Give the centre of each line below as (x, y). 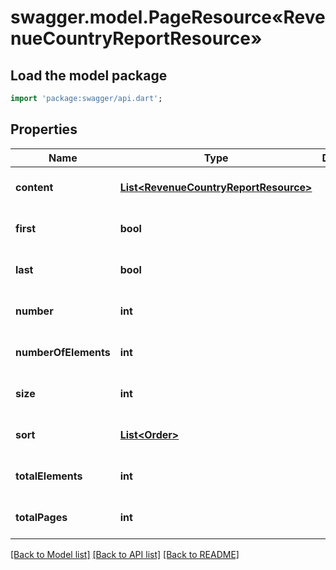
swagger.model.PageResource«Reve (168, 17)
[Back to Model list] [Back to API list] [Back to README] (125, 554)
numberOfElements (63, 352)
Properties (44, 129)
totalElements (49, 476)
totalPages (41, 517)
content (34, 187)
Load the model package (89, 75)
